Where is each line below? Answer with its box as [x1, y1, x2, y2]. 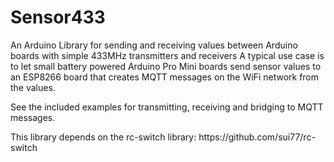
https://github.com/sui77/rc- [198, 131, 316, 143]
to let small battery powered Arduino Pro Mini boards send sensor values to [10, 60, 322, 72]
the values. [10, 81, 56, 93]
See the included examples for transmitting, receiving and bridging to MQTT [10, 101, 324, 113]
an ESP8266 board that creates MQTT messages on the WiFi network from [10, 71, 320, 83]
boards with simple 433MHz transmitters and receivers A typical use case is [10, 49, 325, 61]
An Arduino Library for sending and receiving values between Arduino [10, 39, 298, 51]
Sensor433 [10, 6, 106, 29]
